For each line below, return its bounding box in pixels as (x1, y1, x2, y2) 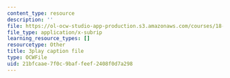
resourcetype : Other (7, 41, 66, 48)
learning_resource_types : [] (7, 35, 90, 42)
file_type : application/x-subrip (7, 28, 103, 36)
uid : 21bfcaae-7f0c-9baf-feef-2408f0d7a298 (7, 60, 133, 67)
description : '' (7, 16, 53, 23)
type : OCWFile (7, 54, 48, 61)
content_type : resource (7, 9, 75, 17)
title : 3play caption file (7, 48, 84, 55)
